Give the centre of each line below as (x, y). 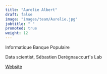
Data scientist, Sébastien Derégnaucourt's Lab (54, 57)
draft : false (19, 14)
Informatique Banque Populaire (37, 47)
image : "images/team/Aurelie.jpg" (42, 19)
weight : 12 (17, 33)
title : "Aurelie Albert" (31, 10)
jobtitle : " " (20, 24)
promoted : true (21, 28)
